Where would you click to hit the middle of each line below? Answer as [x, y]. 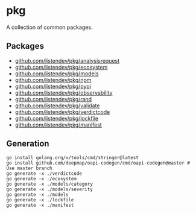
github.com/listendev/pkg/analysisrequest [67, 60]
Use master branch [29, 168]
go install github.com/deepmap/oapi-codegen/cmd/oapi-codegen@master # [98, 163]
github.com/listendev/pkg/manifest [58, 125]
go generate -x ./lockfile [40, 200]
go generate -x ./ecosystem [42, 178]
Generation [28, 144]
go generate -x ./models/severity [50, 189]
